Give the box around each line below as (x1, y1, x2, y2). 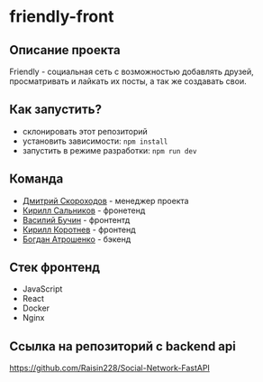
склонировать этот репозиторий (22, 126, 149, 136)
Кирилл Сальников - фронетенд (22, 205, 146, 216)
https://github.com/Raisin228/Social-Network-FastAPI (9, 363, 210, 374)
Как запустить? (9, 102, 102, 117)
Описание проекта (9, 42, 121, 58)
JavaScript (22, 284, 63, 294)
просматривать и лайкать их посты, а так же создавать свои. (9, 76, 247, 87)
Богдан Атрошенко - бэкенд (22, 233, 131, 245)
